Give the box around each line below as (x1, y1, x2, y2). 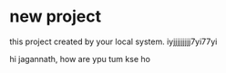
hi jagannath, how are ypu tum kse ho (9, 53, 150, 64)
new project (9, 6, 102, 27)
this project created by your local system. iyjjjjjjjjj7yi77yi (9, 36, 218, 47)
